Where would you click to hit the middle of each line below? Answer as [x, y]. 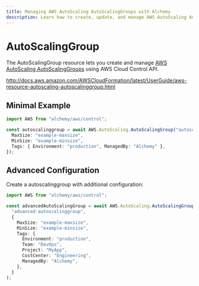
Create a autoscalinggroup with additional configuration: [75, 185]
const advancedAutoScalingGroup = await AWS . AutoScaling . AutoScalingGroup [100, 206]
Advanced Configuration [53, 170]
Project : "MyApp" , [44, 250]
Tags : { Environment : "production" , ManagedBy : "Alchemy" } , [89, 146]
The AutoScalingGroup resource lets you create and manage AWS [87, 63]
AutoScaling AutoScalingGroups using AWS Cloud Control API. [82, 69]
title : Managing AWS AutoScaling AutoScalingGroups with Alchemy [88, 12]
